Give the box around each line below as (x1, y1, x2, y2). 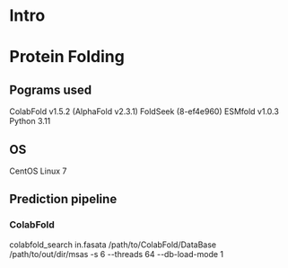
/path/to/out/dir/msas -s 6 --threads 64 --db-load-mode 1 (9, 248, 224, 259)
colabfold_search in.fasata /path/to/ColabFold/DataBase (9, 239, 217, 250)
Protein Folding (9, 47, 126, 67)
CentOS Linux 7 (9, 165, 67, 176)
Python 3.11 (9, 116, 51, 127)
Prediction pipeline (9, 192, 118, 207)
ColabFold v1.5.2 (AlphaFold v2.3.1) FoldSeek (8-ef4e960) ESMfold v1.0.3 (9, 106, 280, 117)
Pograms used (9, 82, 92, 97)
